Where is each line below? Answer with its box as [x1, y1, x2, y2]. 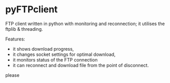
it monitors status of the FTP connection [12, 56, 98, 63]
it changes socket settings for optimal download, [12, 51, 116, 57]
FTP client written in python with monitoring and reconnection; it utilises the [5, 20, 165, 27]
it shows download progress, [12, 46, 74, 52]
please [5, 72, 19, 78]
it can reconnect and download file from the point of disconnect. [12, 62, 149, 68]
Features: [5, 36, 26, 42]
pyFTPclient [5, 4, 58, 15]
